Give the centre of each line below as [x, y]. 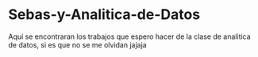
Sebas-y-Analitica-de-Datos [104, 15]
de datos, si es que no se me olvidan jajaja [77, 44]
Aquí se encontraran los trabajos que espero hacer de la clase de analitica [130, 36]
